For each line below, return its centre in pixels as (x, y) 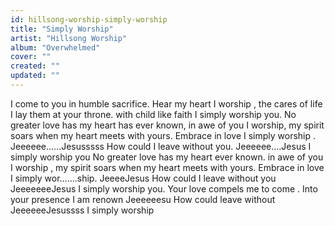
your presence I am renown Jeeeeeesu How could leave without (143, 199)
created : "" (35, 66)
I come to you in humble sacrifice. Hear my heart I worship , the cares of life (166, 103)
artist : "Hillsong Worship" (69, 38)
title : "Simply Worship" (62, 29)
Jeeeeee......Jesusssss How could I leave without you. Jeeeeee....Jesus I (161, 146)
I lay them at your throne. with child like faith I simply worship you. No (153, 114)
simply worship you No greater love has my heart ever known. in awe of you (167, 157)
